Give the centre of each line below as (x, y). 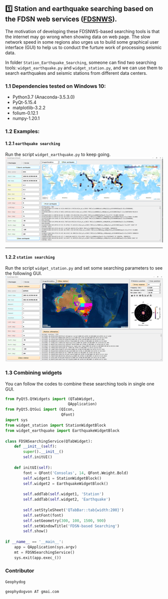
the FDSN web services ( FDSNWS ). (61, 19)
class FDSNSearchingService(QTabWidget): (49, 441)
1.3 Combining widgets (34, 373)
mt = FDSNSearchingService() (44, 552)
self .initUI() (38, 457)
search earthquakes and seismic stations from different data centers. (76, 73)
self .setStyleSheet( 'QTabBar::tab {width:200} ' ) (73, 510)
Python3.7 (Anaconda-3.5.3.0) (43, 97)
